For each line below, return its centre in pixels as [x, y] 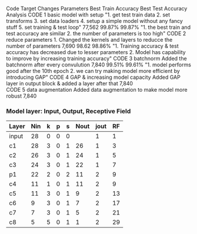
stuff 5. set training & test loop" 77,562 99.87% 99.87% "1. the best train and [98, 27]
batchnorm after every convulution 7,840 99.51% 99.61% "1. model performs [98, 65]
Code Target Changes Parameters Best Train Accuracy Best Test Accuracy [97, 9]
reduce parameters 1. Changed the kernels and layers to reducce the [89, 40]
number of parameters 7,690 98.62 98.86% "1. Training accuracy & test [92, 46]
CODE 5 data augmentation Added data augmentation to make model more [97, 90]
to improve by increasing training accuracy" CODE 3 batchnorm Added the [96, 58]
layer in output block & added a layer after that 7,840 [70, 83]
